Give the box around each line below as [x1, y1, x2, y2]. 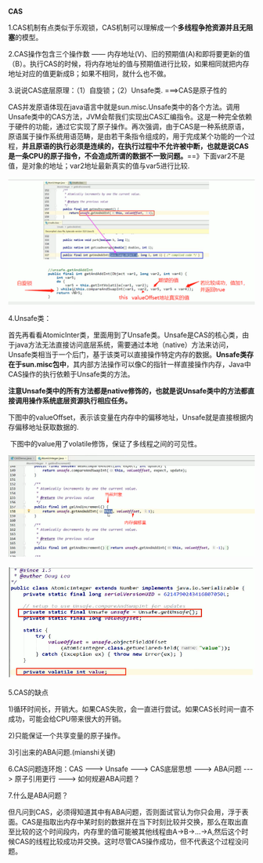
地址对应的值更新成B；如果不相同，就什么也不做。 [8, 69, 171, 78]
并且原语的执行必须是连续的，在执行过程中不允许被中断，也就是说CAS [22, 141, 249, 151]
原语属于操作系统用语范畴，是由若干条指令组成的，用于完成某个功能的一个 [8, 132, 248, 140]
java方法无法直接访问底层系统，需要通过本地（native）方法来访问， [14, 340, 233, 349]
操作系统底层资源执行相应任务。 [28, 395, 131, 405]
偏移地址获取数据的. [14, 422, 80, 431]
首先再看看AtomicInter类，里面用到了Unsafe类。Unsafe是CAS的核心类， [8, 330, 243, 340]
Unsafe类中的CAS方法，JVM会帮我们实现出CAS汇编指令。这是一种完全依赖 [8, 112, 253, 121]
